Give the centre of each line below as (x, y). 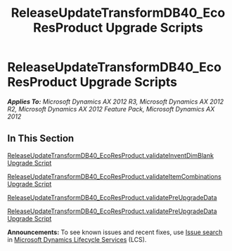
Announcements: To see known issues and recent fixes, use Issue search (115, 232)
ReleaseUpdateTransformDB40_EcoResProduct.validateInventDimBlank (111, 155)
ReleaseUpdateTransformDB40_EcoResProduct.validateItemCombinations (114, 176)
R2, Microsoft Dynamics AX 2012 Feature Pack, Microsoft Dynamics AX (111, 109)
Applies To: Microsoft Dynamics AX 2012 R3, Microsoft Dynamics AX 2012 (116, 101)
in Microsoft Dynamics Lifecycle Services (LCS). (77, 239)
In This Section (41, 138)
